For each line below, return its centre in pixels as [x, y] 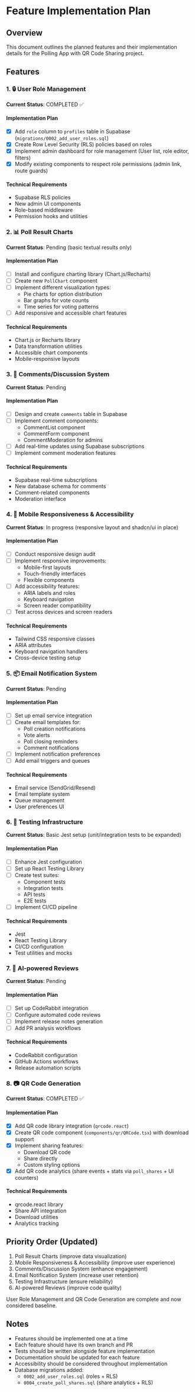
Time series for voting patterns [61, 307]
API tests [34, 894]
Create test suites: [37, 875]
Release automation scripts [48, 1068]
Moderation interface [40, 499]
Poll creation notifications [54, 729]
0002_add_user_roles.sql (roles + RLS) [71, 1376]
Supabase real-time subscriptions [56, 480]
